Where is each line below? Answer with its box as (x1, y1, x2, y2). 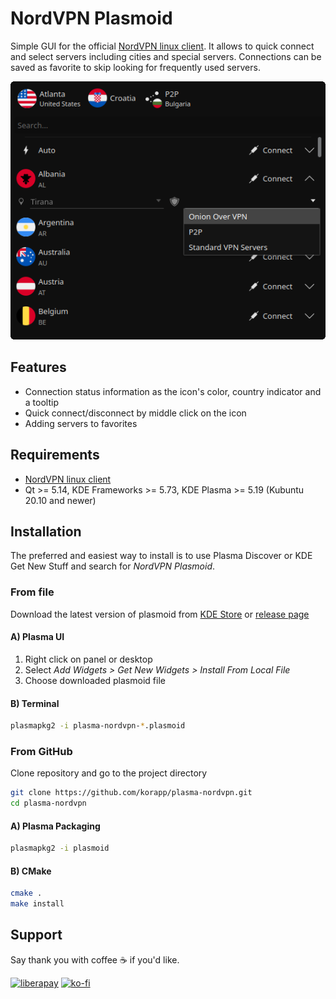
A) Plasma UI (10, 631, 65, 643)
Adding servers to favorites (24, 417, 138, 429)
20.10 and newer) (24, 494, 97, 506)
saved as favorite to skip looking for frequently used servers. (10, 61, 261, 73)
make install (10, 899, 65, 909)
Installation (10, 523, 82, 540)
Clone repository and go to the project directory (10, 767, 208, 779)
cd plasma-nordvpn (10, 798, 87, 809)
